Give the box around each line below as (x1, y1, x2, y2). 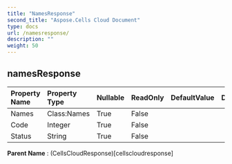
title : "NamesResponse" (7, 10, 76, 17)
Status (10, 131, 32, 140)
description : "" (7, 36, 54, 43)
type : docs (7, 23, 39, 30)
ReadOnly (130, 93, 164, 102)
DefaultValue (171, 93, 215, 102)
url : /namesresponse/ (7, 29, 70, 37)
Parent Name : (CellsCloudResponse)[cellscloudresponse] (7, 149, 174, 157)
